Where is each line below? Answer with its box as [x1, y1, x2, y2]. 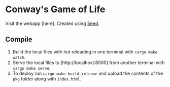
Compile [5, 35, 32, 44]
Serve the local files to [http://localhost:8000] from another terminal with [12, 60, 165, 66]
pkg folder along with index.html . [12, 75, 82, 82]
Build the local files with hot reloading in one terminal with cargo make [12, 48, 158, 54]
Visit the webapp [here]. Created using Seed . [5, 20, 100, 26]
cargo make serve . [12, 65, 51, 71]
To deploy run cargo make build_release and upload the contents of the [12, 70, 163, 76]
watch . [12, 54, 26, 60]
